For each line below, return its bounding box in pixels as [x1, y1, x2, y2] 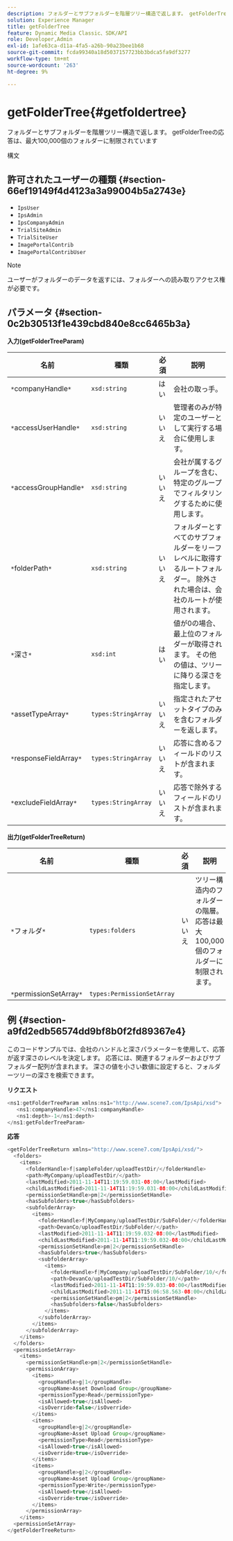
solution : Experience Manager [7, 17, 95, 24]
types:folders [89, 927, 136, 934]
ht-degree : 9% [7, 68, 49, 75]
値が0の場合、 [173, 618, 220, 628]
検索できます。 [55, 1070, 98, 1079]
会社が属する [173, 457, 216, 467]
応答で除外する [173, 782, 223, 792]
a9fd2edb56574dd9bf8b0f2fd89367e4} [7, 1025, 186, 1038]
